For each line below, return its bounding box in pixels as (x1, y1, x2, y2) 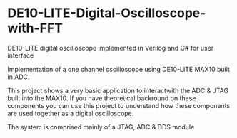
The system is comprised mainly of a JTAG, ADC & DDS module (7, 122, 195, 131)
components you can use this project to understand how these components (7, 101, 231, 110)
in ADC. (7, 73, 30, 81)
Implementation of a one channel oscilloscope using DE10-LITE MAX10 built (7, 65, 231, 73)
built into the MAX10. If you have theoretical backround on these (7, 94, 196, 102)
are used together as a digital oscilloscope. (7, 109, 134, 117)
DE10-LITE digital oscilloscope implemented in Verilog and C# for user (7, 43, 214, 52)
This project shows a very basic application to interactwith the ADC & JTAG (7, 86, 229, 95)
